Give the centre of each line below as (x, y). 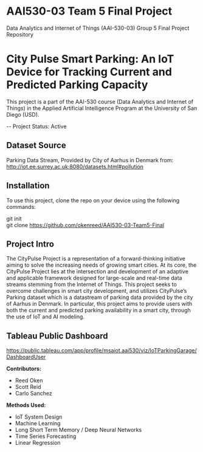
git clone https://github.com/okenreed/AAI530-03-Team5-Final (85, 225)
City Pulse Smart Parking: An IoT (90, 59)
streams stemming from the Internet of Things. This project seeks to (92, 284)
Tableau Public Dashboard (57, 336)
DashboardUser (26, 357)
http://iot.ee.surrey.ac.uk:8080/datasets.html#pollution (75, 166)
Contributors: (24, 369)
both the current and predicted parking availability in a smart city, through (99, 310)
